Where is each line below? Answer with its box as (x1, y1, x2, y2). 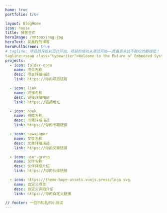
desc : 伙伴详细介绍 (14, 164, 50, 169)
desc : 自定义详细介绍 (14, 187, 54, 192)
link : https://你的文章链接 (14, 145, 68, 150)
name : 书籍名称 (14, 113, 43, 118)
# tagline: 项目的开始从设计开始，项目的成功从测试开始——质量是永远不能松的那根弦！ (5, 48, 160, 54)
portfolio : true (5, 12, 39, 17)
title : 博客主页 (5, 30, 36, 35)
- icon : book (9, 108, 37, 114)
